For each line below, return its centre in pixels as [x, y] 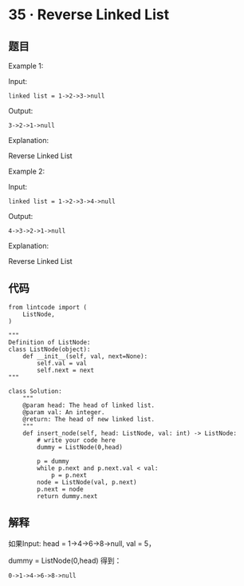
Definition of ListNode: [49, 342]
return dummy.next [67, 496]
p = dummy [53, 461]
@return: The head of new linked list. [89, 419]
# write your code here [76, 440]
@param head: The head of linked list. [89, 405]
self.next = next [65, 370]
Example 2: [27, 171]
